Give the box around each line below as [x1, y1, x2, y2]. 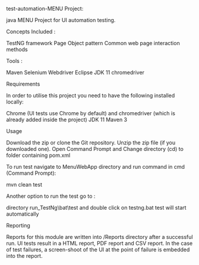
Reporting [6, 222, 31, 229]
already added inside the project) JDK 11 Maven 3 [6, 116, 128, 123]
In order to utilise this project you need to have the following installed [6, 92, 175, 99]
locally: [6, 98, 24, 105]
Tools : [6, 58, 23, 64]
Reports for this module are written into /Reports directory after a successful [6, 234, 193, 240]
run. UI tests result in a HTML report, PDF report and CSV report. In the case [6, 240, 193, 247]
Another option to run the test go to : [6, 193, 96, 200]
